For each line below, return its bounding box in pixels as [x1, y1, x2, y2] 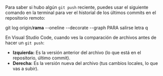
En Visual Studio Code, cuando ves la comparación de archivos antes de [5, 35, 157, 40]
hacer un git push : [5, 40, 45, 46]
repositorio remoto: [5, 15, 46, 21]
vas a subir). [12, 65, 39, 71]
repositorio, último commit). [12, 55, 71, 61]
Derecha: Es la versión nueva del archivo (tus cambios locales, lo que [12, 60, 158, 66]
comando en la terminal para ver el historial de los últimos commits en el [5, 10, 156, 16]
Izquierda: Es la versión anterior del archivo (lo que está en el [12, 50, 141, 55]
